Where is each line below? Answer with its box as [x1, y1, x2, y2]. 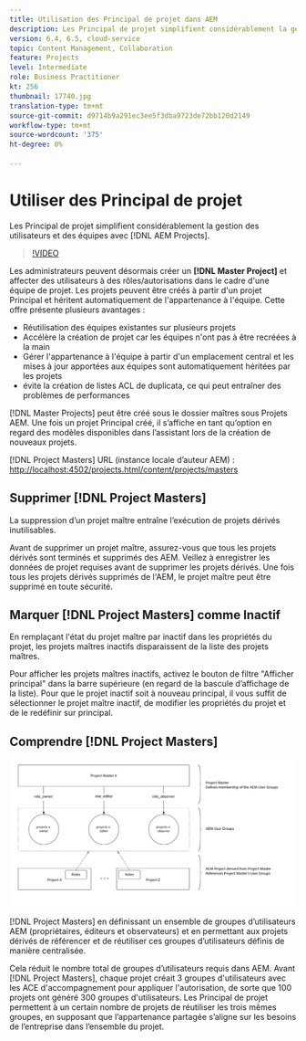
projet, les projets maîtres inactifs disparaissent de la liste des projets [9, 641, 269, 652]
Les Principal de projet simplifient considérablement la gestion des [9, 220, 260, 231]
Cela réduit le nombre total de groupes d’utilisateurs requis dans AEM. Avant [9, 962, 296, 973]
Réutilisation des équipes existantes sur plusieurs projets [22, 321, 237, 332]
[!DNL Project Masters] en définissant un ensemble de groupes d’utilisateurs [9, 916, 296, 927]
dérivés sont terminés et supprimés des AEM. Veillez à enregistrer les [9, 552, 270, 563]
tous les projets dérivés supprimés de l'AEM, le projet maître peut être [9, 571, 271, 582]
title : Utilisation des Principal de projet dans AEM [9, 15, 219, 24]
